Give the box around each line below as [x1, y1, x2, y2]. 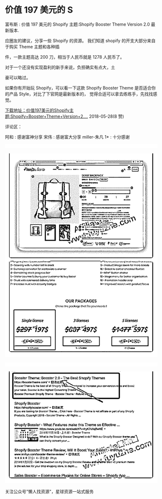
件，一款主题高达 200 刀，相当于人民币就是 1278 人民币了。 [5, 54, 125, 60]
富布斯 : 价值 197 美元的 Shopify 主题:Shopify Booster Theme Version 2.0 [5, 21, 150, 27]
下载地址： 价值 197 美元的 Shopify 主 [5, 107, 74, 113]
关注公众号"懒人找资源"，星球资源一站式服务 [5, 488, 94, 494]
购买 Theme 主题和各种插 [9, 44, 59, 49]
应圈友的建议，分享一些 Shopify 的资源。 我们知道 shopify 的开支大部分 [5, 37, 147, 44]
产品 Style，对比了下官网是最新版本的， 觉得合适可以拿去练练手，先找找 [9, 91, 153, 97]
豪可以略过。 [5, 75, 30, 80]
